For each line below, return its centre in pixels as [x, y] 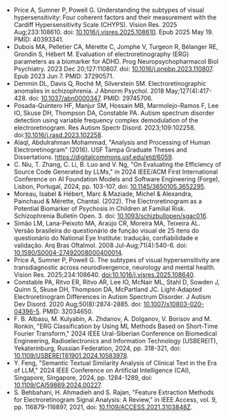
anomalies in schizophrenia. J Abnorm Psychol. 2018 [89, 91]
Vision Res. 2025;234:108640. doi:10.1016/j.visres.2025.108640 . [104, 275]
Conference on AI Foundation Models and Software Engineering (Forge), [117, 179]
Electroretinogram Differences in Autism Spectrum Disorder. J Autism [112, 297]
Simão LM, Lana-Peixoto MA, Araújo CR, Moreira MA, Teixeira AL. [107, 223]
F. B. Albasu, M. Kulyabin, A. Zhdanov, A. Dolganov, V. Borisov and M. [113, 319]
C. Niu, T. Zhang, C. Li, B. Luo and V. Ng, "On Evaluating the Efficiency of [117, 164]
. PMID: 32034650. [66, 311]
